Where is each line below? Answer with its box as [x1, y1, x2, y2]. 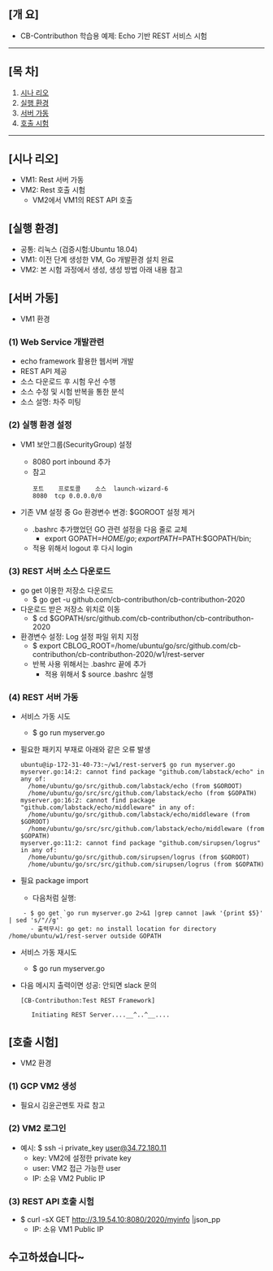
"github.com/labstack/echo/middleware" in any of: [19, 803, 196, 812]
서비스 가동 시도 [19, 712, 71, 721]
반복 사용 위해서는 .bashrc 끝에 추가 [32, 659, 147, 668]
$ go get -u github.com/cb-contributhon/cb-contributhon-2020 [32, 594, 245, 604]
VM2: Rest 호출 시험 [19, 185, 85, 195]
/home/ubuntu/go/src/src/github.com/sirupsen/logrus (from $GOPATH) [28, 860, 265, 868]
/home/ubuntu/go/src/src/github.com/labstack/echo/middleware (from [28, 825, 265, 834]
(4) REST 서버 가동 [8, 691, 79, 703]
